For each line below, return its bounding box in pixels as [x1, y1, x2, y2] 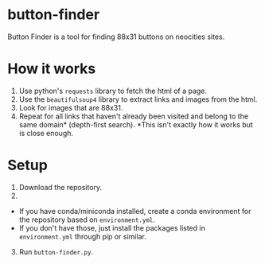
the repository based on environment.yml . [18, 215, 156, 224]
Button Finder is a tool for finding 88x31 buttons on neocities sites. [7, 32, 225, 41]
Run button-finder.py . [18, 247, 93, 256]
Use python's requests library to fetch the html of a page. [18, 86, 208, 95]
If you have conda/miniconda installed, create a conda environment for [18, 206, 251, 215]
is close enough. [18, 128, 73, 138]
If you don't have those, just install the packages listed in [18, 223, 206, 232]
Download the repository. [18, 182, 103, 192]
